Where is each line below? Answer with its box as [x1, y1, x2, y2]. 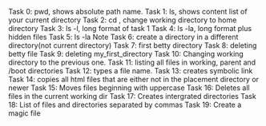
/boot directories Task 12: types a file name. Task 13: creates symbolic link [8, 66, 253, 75]
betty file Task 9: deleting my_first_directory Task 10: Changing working [8, 49, 244, 58]
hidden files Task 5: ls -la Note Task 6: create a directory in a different [8, 32, 239, 41]
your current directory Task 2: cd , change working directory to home [8, 15, 237, 25]
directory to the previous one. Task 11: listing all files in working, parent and [8, 57, 256, 67]
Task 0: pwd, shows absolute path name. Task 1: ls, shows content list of [8, 7, 248, 16]
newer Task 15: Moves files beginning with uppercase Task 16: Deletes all [8, 83, 250, 93]
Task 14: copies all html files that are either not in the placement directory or [8, 75, 259, 84]
